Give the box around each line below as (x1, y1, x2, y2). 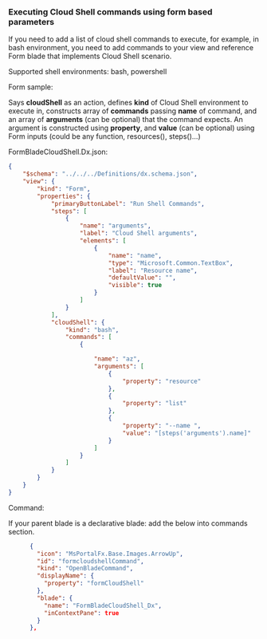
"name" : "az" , (93, 355, 141, 363)
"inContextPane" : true (43, 609, 120, 617)
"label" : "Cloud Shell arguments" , (79, 230, 198, 238)
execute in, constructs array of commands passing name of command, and (8, 106, 257, 116)
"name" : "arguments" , (79, 222, 151, 230)
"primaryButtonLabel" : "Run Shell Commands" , (50, 199, 205, 207)
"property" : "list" (122, 400, 187, 408)
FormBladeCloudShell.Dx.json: (8, 147, 108, 157)
